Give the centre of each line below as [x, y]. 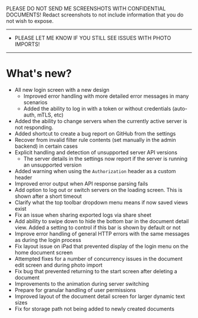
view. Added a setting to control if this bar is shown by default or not [98, 227]
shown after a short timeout [48, 196]
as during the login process [48, 240]
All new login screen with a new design [62, 90]
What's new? [39, 74]
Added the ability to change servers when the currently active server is [101, 121]
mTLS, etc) [50, 115]
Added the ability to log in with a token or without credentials [97, 108]
